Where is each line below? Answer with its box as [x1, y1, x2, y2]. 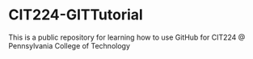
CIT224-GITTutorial [8, 6, 143, 24]
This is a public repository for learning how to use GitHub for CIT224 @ [8, 32, 246, 42]
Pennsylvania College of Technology [8, 40, 131, 50]
